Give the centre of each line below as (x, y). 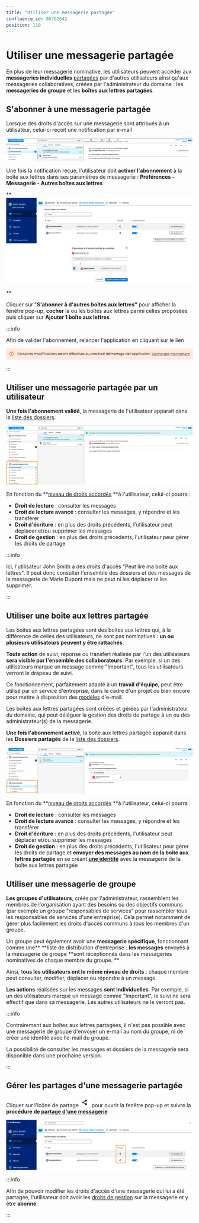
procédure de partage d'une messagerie (57, 1111)
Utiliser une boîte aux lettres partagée (78, 615)
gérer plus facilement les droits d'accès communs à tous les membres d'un (98, 924)
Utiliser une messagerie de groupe (71, 884)
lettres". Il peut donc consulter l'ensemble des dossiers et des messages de (99, 573)
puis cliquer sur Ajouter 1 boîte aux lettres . (59, 317)
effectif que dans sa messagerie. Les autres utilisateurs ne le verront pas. (96, 1002)
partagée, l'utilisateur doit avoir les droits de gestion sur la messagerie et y (97, 1197)
